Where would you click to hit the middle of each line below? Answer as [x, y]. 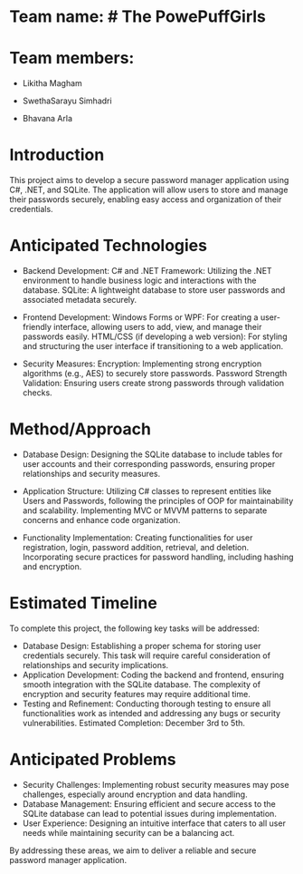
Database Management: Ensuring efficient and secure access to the [149, 803]
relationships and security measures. [91, 473]
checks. [37, 393]
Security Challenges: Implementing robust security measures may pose [156, 784]
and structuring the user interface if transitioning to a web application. [153, 346]
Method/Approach [80, 429]
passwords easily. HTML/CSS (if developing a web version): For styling [155, 336]
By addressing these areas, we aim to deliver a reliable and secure [133, 850]
